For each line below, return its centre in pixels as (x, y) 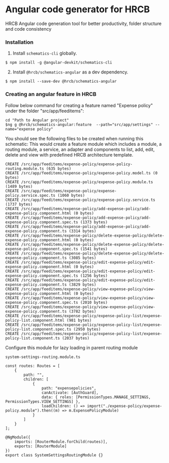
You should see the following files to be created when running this (74, 138)
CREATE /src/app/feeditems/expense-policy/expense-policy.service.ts (80, 200)
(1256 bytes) (94, 276)
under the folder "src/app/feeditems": (45, 111)
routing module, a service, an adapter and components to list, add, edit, (80, 149)
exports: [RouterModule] (41, 446)
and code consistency (28, 29)
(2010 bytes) (94, 302)
